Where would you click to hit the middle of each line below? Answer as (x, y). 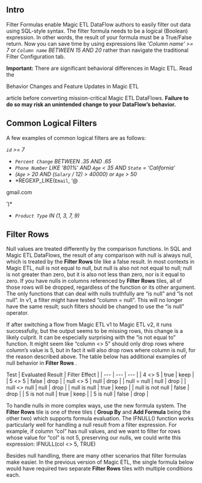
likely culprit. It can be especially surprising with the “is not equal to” (91, 338)
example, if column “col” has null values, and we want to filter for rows (93, 431)
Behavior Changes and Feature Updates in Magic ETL (73, 86)
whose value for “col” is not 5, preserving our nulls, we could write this (94, 438)
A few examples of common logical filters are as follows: (76, 137)
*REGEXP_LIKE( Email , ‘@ (46, 180)
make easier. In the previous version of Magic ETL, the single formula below (100, 462)
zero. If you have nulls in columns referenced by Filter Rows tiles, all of (94, 281)
